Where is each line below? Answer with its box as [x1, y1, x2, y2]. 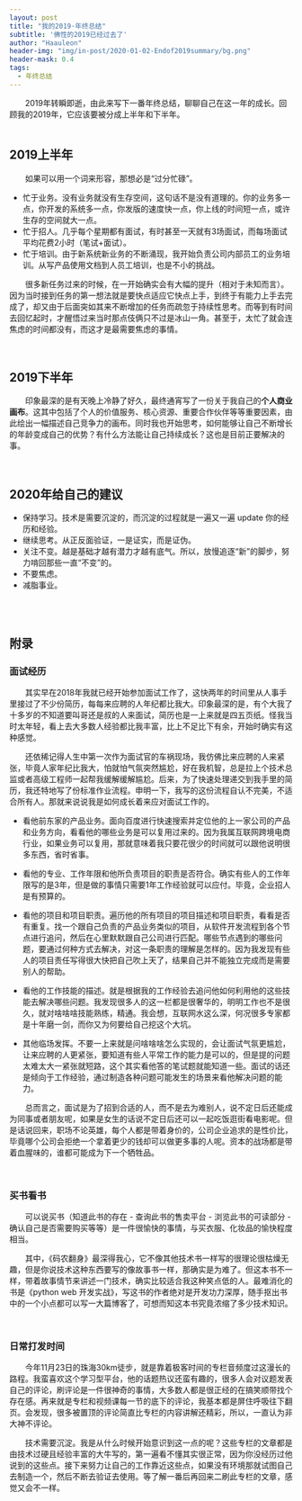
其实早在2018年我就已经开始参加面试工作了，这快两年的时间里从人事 [25, 687, 280, 697]
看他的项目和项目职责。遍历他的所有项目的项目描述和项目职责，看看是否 [22, 910, 290, 921]
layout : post [9, 13, 58, 22]
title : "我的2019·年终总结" [9, 22, 106, 31]
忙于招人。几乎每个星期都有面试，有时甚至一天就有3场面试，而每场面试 [22, 226, 288, 237]
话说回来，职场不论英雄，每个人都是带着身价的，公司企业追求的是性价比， [16, 1124, 293, 1135]
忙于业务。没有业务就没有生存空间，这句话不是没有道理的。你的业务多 [22, 192, 283, 202]
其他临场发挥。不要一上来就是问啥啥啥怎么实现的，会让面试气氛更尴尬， [22, 1038, 290, 1048]
